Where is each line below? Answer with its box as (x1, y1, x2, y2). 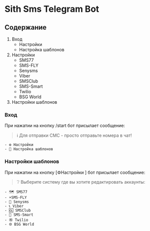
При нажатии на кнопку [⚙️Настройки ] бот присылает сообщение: (4, 169, 146, 175)
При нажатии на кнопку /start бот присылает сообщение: (4, 122, 125, 129)
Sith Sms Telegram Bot (4, 3, 99, 15)
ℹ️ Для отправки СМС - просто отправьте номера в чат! (16, 132, 132, 139)
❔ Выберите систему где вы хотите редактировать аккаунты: (16, 179, 146, 185)
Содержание (4, 23, 47, 32)
